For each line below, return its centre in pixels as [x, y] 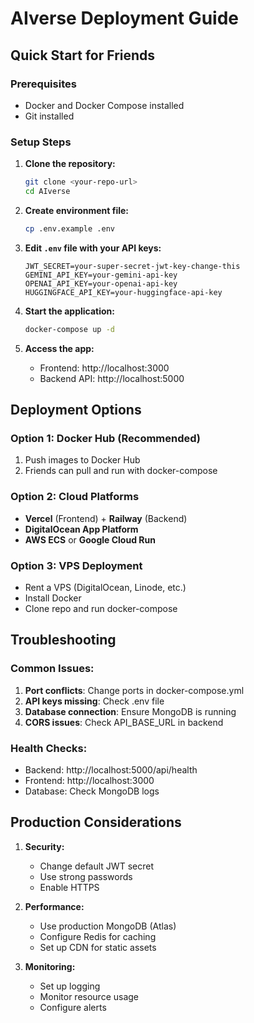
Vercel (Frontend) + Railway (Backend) [106, 518]
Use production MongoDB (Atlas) [108, 926]
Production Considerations [96, 822]
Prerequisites [43, 84]
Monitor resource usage [89, 996]
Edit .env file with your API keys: [93, 248]
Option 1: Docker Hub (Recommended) [106, 438]
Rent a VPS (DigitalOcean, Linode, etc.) [105, 587]
